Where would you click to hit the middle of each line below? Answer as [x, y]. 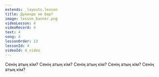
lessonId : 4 [17, 46]
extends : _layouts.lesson [31, 10]
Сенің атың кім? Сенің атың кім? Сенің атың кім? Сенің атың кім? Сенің [80, 64]
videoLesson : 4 [20, 23]
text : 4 [13, 32]
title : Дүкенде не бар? [29, 14]
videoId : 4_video [23, 50]
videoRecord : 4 [20, 28]
